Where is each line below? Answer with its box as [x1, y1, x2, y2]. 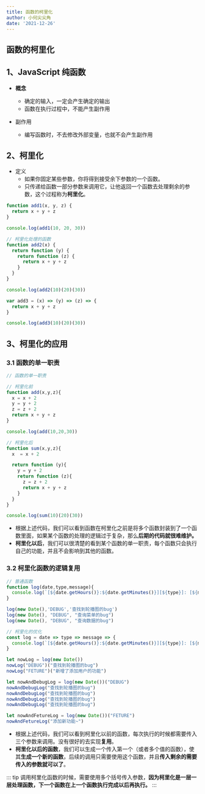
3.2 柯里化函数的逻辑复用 [6, 564, 81, 573]
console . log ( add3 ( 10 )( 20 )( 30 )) [6, 320, 86, 326]
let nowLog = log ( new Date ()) [6, 657, 84, 663]
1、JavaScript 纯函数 [6, 67, 87, 77]
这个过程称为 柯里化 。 [35, 190, 89, 198]
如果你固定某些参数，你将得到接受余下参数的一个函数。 [24, 175, 164, 183]
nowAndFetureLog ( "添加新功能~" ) [6, 718, 84, 724]
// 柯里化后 [6, 440, 34, 446]
